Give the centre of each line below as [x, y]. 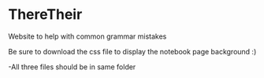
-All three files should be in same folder [72, 67]
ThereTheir [45, 15]
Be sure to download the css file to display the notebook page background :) [132, 51]
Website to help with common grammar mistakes [87, 36]
